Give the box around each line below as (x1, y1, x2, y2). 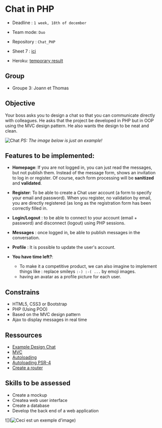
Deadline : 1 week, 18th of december (12, 20, 87, 26)
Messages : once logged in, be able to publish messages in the (12, 230, 140, 236)
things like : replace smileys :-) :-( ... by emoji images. (19, 268, 136, 274)
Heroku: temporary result (12, 57, 64, 63)
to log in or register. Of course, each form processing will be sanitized (12, 175, 154, 181)
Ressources (5, 331, 43, 339)
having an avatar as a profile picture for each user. (19, 274, 121, 280)
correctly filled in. (12, 205, 48, 212)
